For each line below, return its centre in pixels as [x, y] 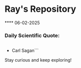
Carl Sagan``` [25, 51]
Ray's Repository [40, 9]
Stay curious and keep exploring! [38, 60]
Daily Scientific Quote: [32, 35]
